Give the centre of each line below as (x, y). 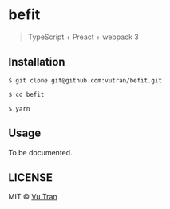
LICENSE (31, 177)
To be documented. (41, 152)
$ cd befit (26, 94)
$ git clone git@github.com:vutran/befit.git (85, 80)
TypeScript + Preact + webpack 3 (83, 37)
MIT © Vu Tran (33, 197)
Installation (37, 62)
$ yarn (19, 109)
